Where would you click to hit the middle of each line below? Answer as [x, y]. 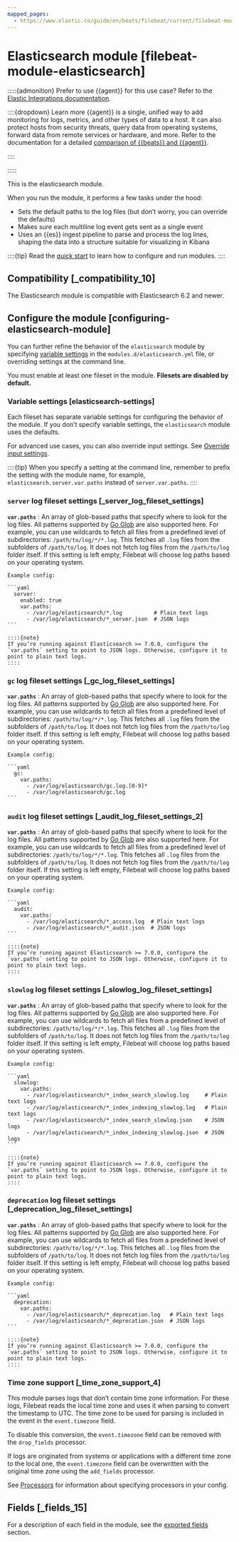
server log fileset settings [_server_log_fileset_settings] [106, 501]
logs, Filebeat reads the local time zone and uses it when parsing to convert [118, 1406]
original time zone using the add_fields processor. [81, 1471]
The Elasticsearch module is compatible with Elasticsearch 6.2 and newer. [116, 296]
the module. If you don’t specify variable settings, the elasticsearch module [119, 425]
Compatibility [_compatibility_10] [81, 278]
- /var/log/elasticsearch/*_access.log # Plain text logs [115, 922]
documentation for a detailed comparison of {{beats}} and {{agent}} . [108, 143]
